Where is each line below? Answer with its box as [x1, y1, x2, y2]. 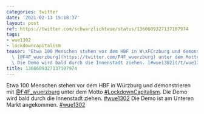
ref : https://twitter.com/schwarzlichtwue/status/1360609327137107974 [6, 25, 189, 32]
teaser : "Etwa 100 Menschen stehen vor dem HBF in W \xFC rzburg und [6, 49, 181, 55]
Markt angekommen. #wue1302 [6, 101, 86, 109]
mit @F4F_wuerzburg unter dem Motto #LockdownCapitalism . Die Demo [6, 89, 188, 96]
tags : [6, 32, 20, 38]
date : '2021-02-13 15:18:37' [6, 15, 80, 21]
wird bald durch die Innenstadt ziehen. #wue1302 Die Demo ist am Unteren [6, 95, 194, 102]
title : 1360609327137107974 [6, 65, 78, 72]
